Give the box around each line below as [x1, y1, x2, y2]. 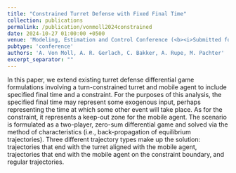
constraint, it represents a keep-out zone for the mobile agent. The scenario [7, 113, 227, 121]
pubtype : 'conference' [7, 43, 74, 50]
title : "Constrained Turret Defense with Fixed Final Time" [7, 10, 188, 18]
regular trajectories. [7, 158, 65, 166]
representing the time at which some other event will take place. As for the [7, 105, 223, 113]
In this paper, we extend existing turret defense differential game [7, 75, 195, 84]
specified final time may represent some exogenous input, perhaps [7, 98, 202, 106]
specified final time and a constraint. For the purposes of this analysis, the [7, 90, 222, 98]
